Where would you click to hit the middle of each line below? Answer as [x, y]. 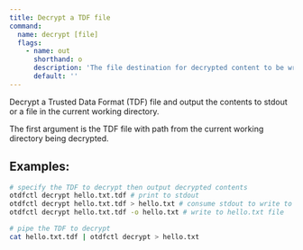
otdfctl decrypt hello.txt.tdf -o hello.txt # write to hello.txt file [147, 212]
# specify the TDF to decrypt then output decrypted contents [129, 187]
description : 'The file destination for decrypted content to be [158, 68]
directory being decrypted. [60, 138]
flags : [30, 43]
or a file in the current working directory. [84, 111]
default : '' [55, 76]
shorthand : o [58, 59]
